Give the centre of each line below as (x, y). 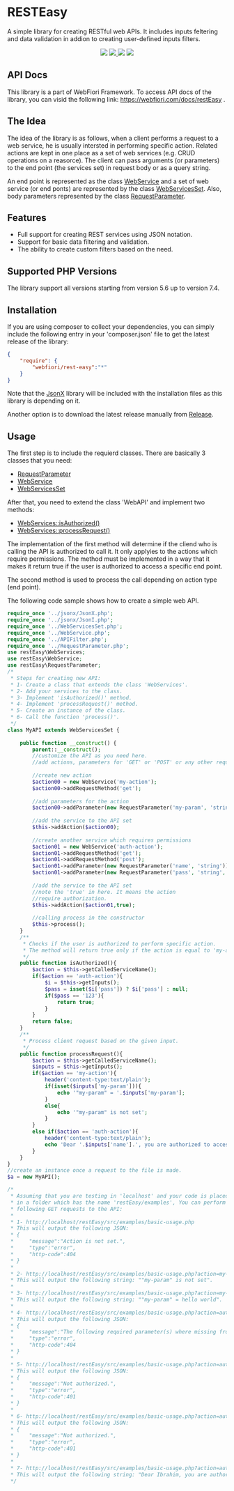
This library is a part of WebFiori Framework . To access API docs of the (110, 92)
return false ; (53, 1021)
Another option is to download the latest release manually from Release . (110, 415)
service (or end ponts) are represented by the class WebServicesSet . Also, (114, 188)
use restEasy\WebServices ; (46, 652)
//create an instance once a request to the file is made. (95, 1171)
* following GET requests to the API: (67, 1209)
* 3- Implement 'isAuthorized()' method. (71, 697)
